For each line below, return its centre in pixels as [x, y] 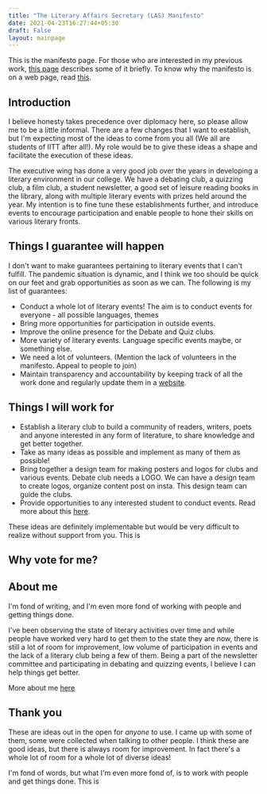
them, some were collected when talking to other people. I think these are [129, 740]
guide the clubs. [46, 494]
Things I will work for [61, 408]
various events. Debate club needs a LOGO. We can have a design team [137, 477]
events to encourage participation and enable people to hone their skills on [131, 213]
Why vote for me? [53, 560]
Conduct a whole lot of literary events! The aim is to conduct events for [136, 306]
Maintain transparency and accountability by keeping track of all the [131, 374]
